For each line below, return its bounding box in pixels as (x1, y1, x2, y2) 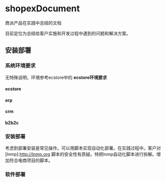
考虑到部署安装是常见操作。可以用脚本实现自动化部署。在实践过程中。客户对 (5, 145, 161, 151)
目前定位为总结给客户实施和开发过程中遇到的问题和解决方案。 (5, 30, 131, 36)
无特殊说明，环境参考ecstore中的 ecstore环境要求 (5, 74, 107, 80)
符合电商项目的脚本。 (9, 157, 53, 163)
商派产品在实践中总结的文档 (5, 20, 62, 26)
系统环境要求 (5, 62, 36, 69)
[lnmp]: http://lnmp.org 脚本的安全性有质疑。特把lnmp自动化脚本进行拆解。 (5, 151, 157, 157)
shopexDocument (5, 3, 80, 14)
